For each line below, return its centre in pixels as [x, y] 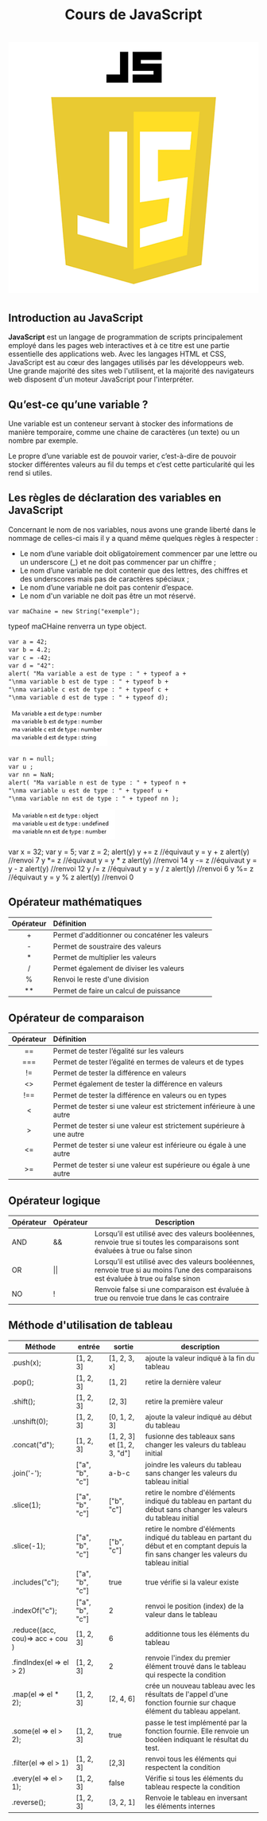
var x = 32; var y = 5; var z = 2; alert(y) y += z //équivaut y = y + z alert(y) [129, 852]
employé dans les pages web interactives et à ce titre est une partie [119, 346]
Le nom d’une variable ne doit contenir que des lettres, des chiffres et [133, 570]
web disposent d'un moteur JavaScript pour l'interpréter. [101, 379]
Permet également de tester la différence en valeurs [138, 1084]
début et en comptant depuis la [196, 1546]
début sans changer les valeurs [196, 1509]
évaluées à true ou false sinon [143, 1250]
